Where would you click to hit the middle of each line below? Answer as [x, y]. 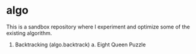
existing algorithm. [29, 33]
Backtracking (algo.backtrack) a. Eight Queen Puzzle [80, 45]
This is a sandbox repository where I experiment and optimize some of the [98, 27]
